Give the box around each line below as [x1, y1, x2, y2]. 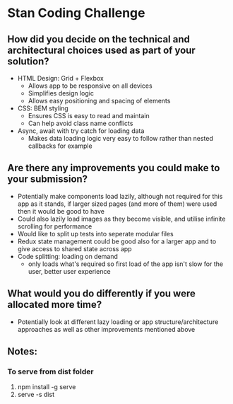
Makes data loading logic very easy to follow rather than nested [28, 134, 214, 142]
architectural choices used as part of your [7, 44, 196, 56]
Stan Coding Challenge [7, 5, 145, 21]
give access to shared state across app [17, 244, 132, 253]
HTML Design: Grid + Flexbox [17, 74, 104, 82]
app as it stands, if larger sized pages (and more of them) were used [17, 200, 217, 208]
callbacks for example [28, 142, 93, 150]
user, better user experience [28, 267, 111, 275]
